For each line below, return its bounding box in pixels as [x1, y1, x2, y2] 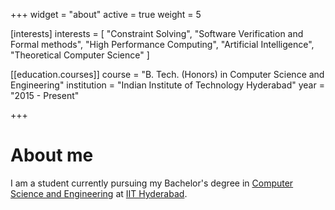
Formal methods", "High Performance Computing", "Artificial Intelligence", [10, 39, 315, 50]
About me [10, 144, 94, 167]
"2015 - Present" [10, 90, 80, 101]
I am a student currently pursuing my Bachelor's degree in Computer [10, 177, 294, 189]
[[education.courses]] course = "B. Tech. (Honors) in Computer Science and [10, 69, 325, 80]
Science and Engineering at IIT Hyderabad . [10, 187, 188, 199]
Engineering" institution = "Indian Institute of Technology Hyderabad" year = [10, 79, 325, 91]
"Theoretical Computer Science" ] [10, 49, 150, 61]
